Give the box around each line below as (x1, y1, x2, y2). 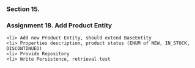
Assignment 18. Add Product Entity (6, 21, 112, 29)
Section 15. (6, 5, 40, 13)
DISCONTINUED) (6, 46, 43, 52)
